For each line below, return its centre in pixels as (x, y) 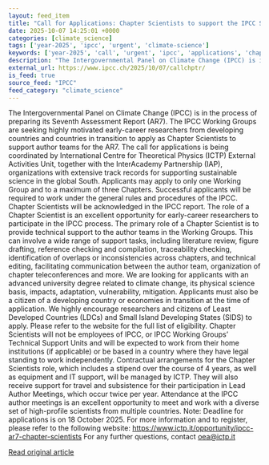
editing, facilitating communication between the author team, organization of (134, 266)
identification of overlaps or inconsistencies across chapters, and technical (132, 258)
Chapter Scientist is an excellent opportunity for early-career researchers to (133, 215)
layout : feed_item (39, 16)
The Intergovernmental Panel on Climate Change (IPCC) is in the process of (133, 113)
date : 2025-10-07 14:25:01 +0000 (64, 30)
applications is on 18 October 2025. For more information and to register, (128, 420)
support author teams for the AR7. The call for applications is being (119, 147)
